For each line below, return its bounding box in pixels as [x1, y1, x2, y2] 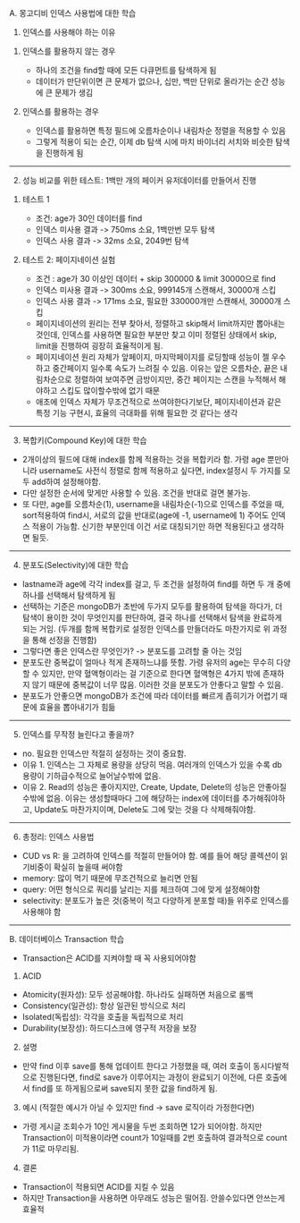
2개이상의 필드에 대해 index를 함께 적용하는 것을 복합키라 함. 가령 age [21, 454, 266, 464]
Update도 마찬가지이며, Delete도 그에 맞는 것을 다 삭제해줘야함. [34, 804, 256, 814]
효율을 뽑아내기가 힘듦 [38, 701, 116, 712]
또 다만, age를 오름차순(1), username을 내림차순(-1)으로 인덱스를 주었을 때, [21, 499, 285, 509]
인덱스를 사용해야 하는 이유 [21, 27, 116, 38]
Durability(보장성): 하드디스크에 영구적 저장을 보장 [21, 1023, 197, 1033]
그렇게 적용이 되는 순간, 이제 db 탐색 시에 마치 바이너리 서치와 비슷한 [35, 137, 274, 147]
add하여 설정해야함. [31, 477, 101, 487]
